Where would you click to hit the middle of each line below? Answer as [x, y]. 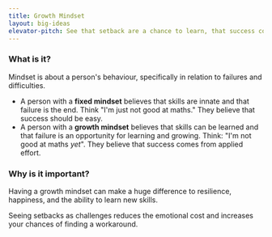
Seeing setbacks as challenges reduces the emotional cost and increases [131, 215]
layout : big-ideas [39, 23]
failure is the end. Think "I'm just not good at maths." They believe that [137, 109]
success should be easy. [62, 118]
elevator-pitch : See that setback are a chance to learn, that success [132, 31]
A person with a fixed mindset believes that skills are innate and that [134, 101]
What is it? [30, 59]
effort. [30, 152]
